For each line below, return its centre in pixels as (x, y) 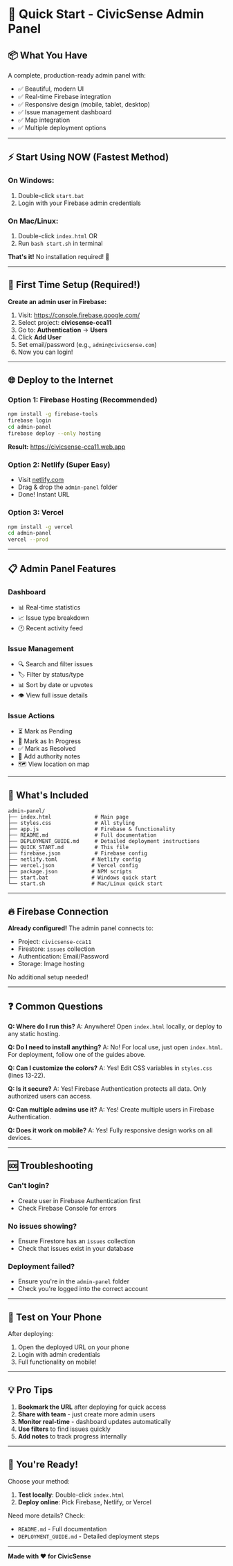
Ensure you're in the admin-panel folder (74, 1281)
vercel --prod (28, 540)
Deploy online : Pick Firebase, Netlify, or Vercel (84, 1502)
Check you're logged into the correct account (83, 1289)
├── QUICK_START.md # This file (68, 848)
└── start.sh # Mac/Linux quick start (85, 884)
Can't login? (29, 1186)
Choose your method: (39, 1481)
